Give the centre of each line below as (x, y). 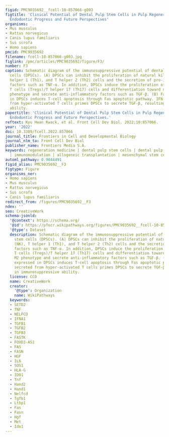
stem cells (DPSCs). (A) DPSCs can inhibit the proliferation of (84, 239)
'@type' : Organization (38, 291)
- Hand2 (18, 384)
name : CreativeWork (30, 281)
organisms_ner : (21, 174)
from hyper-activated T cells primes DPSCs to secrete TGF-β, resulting (88, 104)
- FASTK (18, 338)
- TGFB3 (18, 333)
